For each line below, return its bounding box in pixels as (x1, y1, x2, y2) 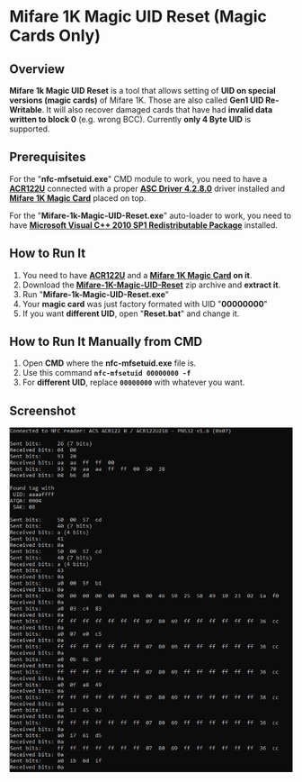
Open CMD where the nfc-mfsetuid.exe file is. (22, 358, 197, 368)
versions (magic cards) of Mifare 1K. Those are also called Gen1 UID (9, 95, 264, 105)
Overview (9, 61, 66, 77)
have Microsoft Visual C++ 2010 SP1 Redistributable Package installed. (9, 219, 279, 231)
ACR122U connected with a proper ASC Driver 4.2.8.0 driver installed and (9, 183, 286, 194)
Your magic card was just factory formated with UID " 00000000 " (22, 298, 268, 309)
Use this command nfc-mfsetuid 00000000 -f (22, 368, 191, 378)
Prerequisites (9, 150, 86, 165)
